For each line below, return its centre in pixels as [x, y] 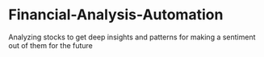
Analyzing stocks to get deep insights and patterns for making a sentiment [132, 37]
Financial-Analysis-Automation [116, 15]
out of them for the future [50, 45]
